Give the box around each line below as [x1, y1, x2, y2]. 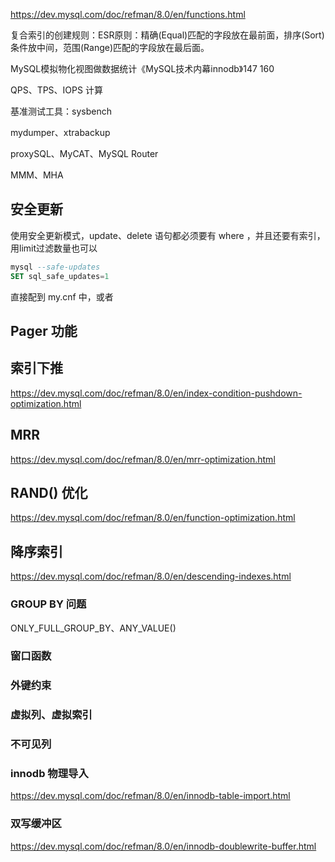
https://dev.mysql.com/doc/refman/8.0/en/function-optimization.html [10, 512, 296, 524]
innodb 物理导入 [10, 767, 89, 781]
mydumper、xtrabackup [10, 127, 111, 138]
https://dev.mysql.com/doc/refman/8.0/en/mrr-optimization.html [10, 453, 276, 465]
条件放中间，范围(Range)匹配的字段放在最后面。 [10, 42, 210, 53]
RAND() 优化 [10, 484, 88, 501]
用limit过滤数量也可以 [10, 242, 98, 254]
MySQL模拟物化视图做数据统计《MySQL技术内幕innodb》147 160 [10, 63, 275, 74]
